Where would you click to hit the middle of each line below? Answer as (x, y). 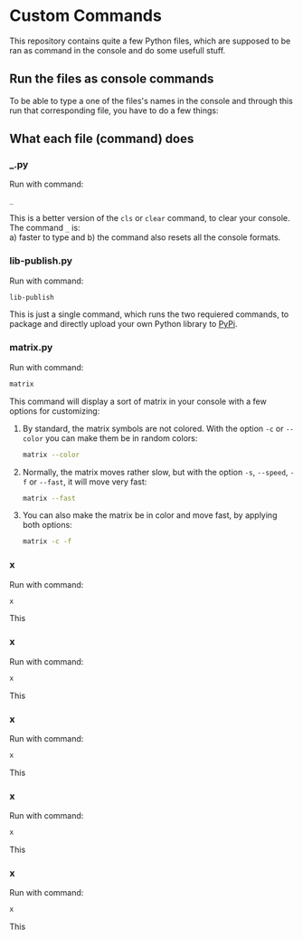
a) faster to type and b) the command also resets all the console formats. (145, 237)
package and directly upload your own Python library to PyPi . (123, 324)
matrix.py (31, 348)
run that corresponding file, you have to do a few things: (114, 110)
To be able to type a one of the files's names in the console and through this (151, 101)
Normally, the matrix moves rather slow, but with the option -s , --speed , (155, 472)
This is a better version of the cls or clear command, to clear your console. (150, 218)
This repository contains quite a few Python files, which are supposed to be (150, 41)
